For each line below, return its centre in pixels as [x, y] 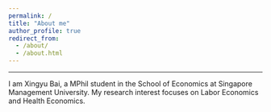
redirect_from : [34, 38]
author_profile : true [45, 31]
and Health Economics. [47, 101]
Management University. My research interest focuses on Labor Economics [133, 92]
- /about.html [39, 53]
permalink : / [30, 16]
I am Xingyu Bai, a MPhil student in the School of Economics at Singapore [130, 84]
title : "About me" [39, 23]
